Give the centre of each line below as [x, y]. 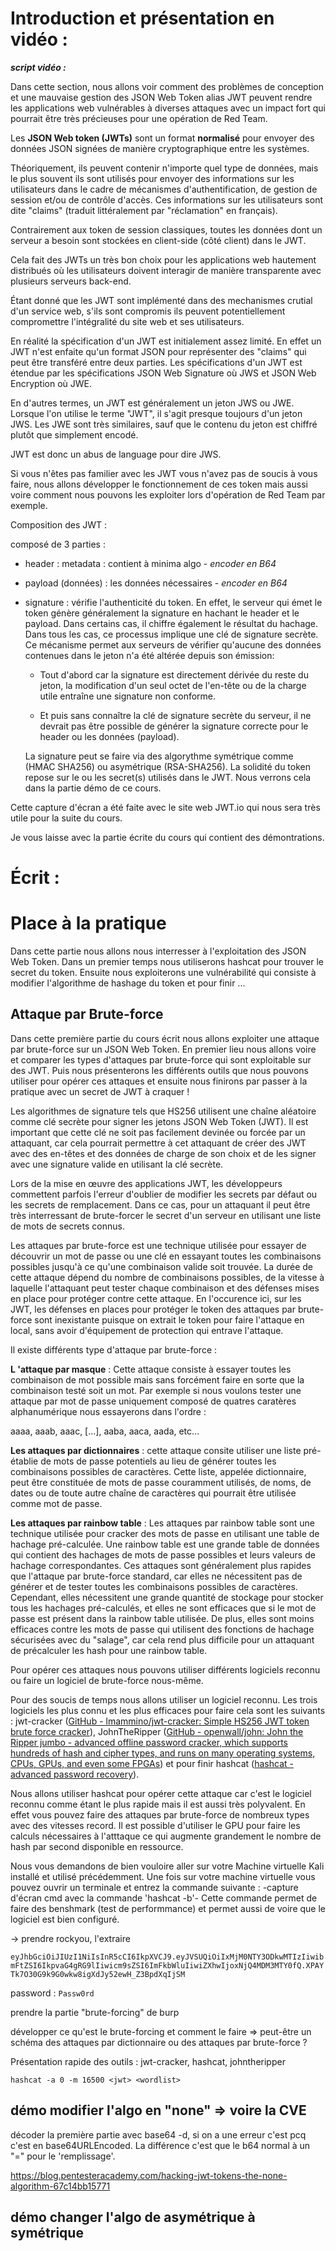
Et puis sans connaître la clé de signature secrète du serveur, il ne [175, 715]
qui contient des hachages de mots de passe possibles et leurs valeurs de [163, 1554]
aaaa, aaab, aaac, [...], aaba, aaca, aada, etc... [105, 1431]
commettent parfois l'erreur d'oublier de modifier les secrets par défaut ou [164, 1194]
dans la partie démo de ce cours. [93, 788]
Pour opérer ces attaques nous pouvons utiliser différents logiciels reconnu [165, 1669]
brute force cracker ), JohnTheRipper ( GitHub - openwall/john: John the [157, 1731]
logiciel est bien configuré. [65, 1919]
